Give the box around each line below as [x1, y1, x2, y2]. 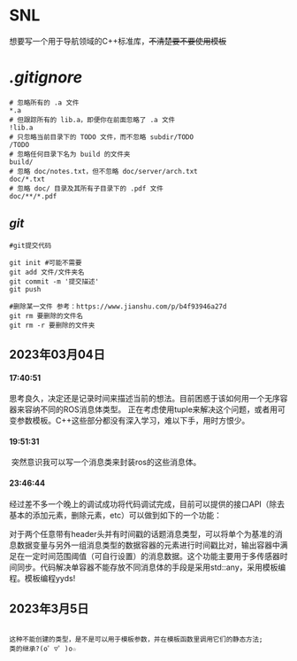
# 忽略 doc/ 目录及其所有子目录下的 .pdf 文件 [9, 183, 164, 193]
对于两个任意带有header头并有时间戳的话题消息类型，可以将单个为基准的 [9, 528, 276, 539]
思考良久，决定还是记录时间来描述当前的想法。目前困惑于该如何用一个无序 [9, 393, 280, 404]
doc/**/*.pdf [9, 191, 57, 200]
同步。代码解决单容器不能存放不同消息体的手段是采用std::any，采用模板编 [16, 562, 286, 572]
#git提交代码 [9, 241, 52, 250]
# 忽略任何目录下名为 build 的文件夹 [9, 150, 131, 159]
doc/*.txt [9, 175, 46, 183]
